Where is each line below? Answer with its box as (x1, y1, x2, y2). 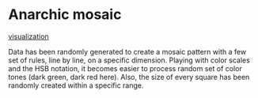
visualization (8, 32, 49, 41)
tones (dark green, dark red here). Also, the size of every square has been (8, 72, 250, 81)
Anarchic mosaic (8, 6, 122, 24)
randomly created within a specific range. (8, 81, 144, 90)
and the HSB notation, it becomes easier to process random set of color (8, 63, 243, 73)
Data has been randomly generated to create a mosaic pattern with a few (8, 47, 247, 56)
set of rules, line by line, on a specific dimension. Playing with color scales (8, 55, 251, 65)
